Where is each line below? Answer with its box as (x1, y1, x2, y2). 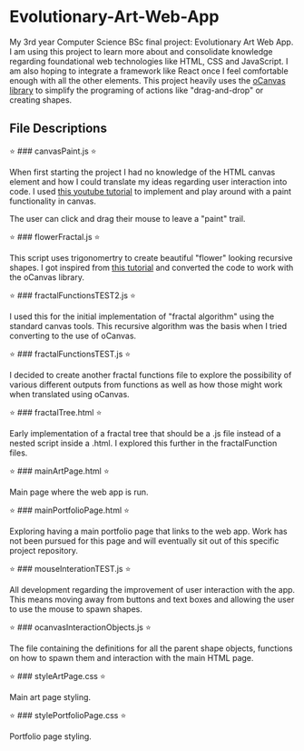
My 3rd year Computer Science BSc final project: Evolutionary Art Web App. (9, 36, 294, 47)
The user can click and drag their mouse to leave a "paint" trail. (9, 213, 246, 224)
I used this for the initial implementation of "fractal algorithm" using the (9, 311, 275, 322)
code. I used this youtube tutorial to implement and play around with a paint (9, 185, 292, 196)
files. (9, 447, 28, 458)
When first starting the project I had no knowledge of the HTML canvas (9, 166, 276, 177)
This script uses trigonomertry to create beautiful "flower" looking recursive (9, 252, 293, 263)
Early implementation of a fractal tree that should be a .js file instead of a (9, 427, 281, 438)
